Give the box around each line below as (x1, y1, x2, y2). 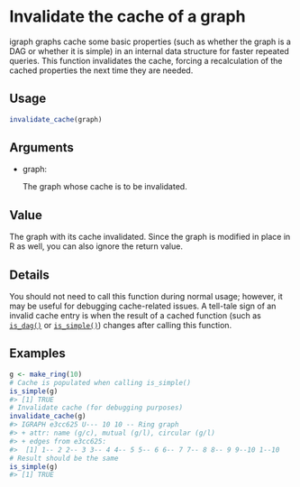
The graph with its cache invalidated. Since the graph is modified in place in (9, 232, 291, 243)
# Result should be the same (9, 454, 119, 463)
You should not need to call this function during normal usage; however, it (9, 291, 284, 302)
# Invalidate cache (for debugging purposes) (9, 403, 183, 412)
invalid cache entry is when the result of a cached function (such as (9, 310, 261, 321)
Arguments (9, 140, 75, 155)
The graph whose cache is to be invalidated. (22, 181, 187, 192)
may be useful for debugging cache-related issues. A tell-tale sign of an (9, 300, 277, 312)
